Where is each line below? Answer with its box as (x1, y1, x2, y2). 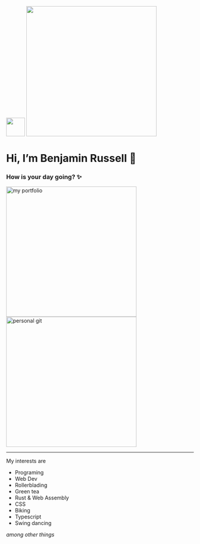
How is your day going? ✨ (6, 173, 82, 181)
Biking (14, 507, 31, 514)
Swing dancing (14, 520, 52, 527)
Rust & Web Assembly (14, 494, 70, 502)
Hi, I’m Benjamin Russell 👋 (6, 152, 137, 165)
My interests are (6, 458, 46, 465)
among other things (6, 531, 55, 538)
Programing (14, 469, 44, 476)
